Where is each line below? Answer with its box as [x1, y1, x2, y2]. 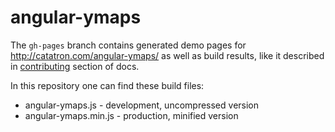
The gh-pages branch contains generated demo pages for [10, 39, 247, 51]
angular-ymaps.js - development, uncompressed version [24, 99, 260, 111]
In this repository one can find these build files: [10, 79, 205, 91]
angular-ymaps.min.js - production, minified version [24, 109, 239, 121]
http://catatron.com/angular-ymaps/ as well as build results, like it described [10, 49, 325, 61]
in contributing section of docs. [10, 60, 140, 72]
